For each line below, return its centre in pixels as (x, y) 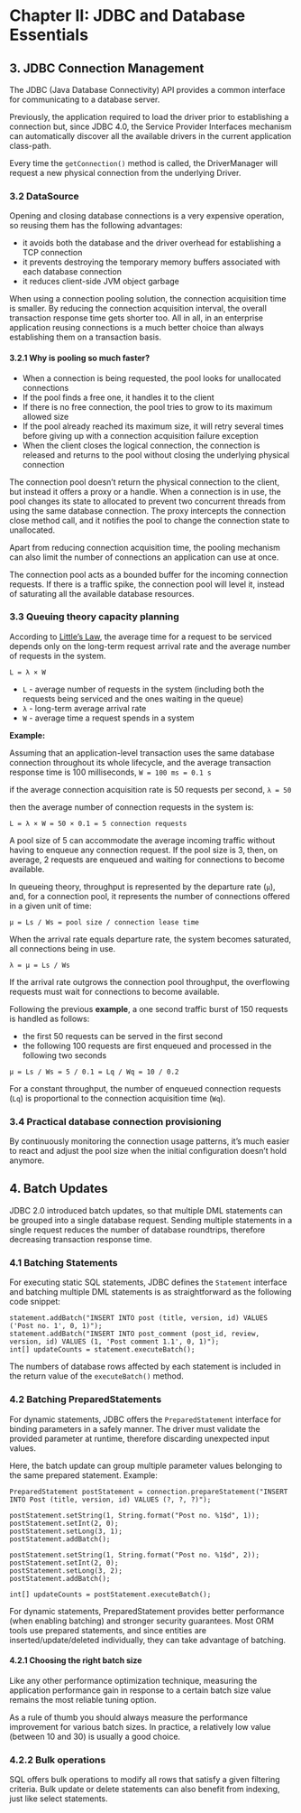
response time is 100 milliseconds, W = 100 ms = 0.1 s (110, 772)
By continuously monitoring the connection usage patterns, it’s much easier (150, 1141)
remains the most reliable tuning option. (83, 1699)
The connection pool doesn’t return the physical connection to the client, (145, 482)
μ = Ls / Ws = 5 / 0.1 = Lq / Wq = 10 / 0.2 (94, 1072)
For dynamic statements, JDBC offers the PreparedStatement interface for (146, 1419)
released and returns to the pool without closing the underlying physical (156, 455)
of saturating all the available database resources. (102, 593)
